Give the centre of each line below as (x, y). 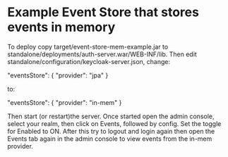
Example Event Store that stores (103, 12)
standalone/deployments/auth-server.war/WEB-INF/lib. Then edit (102, 54)
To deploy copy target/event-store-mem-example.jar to (88, 46)
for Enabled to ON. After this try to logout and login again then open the (111, 131)
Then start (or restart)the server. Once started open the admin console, (111, 116)
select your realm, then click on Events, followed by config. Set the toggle (114, 123)
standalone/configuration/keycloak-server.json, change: (89, 61)
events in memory (61, 27)
